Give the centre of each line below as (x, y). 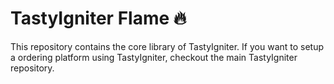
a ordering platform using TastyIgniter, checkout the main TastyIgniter (154, 57)
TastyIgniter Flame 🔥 (98, 18)
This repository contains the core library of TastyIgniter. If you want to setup (167, 46)
